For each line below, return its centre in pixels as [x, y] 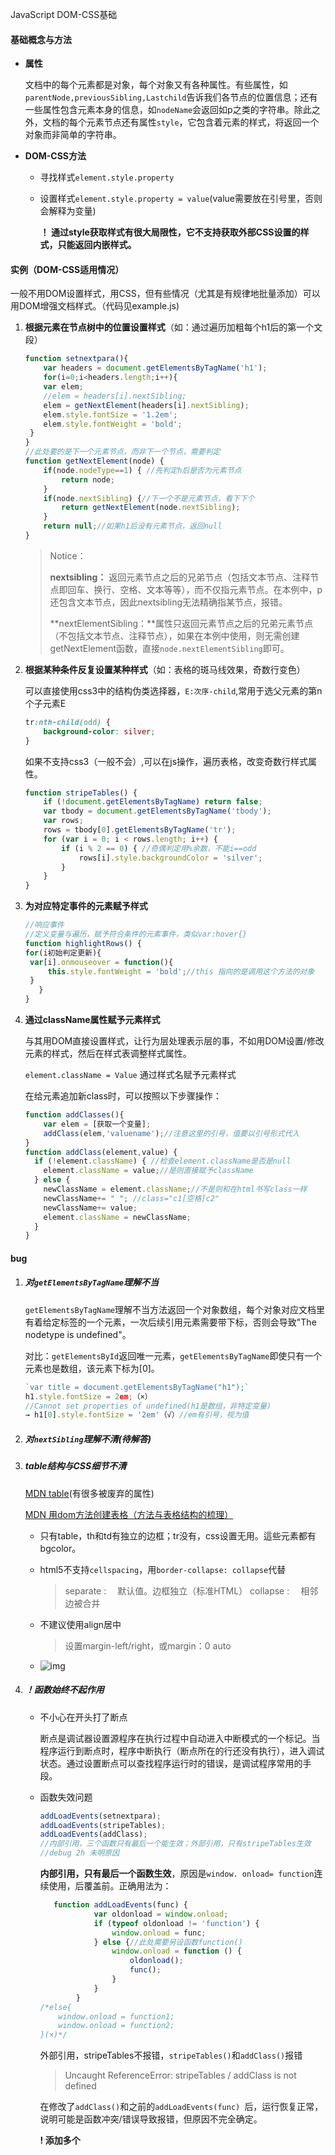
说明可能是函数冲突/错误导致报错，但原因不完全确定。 [151, 2119]
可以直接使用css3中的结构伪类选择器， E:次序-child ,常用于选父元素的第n [173, 690]
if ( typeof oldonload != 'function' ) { [176, 1923]
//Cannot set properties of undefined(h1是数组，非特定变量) [148, 1406]
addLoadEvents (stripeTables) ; [103, 1825]
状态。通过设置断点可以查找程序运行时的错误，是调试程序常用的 [171, 1763]
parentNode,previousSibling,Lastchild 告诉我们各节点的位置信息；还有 [171, 97]
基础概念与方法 [41, 39]
